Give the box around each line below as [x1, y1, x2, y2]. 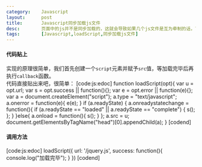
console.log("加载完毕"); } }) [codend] [6, 154, 100, 161]
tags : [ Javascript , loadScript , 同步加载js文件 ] [6, 31, 138, 37]
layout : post [6, 14, 52, 20]
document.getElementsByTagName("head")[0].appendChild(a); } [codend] [6, 118, 191, 126]
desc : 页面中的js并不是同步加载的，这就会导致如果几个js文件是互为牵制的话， [6, 25, 195, 32]
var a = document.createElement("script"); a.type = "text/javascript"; [6, 93, 177, 100]
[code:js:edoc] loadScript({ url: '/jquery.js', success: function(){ [6, 147, 163, 154]
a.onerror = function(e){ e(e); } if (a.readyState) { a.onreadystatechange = [6, 100, 189, 107]
